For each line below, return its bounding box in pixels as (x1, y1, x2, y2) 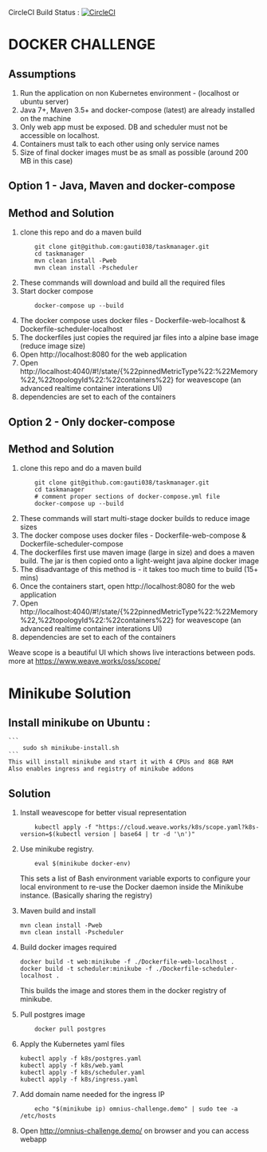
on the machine (19, 114, 72, 123)
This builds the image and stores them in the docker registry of (19, 986, 227, 996)
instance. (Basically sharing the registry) (19, 890, 153, 901)
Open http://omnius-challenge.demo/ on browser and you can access (19, 1126, 249, 1136)
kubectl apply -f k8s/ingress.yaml (19, 1075, 139, 1084)
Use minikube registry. (19, 844, 94, 854)
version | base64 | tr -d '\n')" (84, 830, 195, 838)
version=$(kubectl (19, 830, 81, 838)
